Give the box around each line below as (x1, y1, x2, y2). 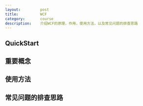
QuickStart (5, 39, 39, 47)
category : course (5, 16, 54, 21)
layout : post (5, 7, 49, 12)
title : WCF (5, 12, 48, 17)
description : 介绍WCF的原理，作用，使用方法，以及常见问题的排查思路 (5, 21, 138, 26)
